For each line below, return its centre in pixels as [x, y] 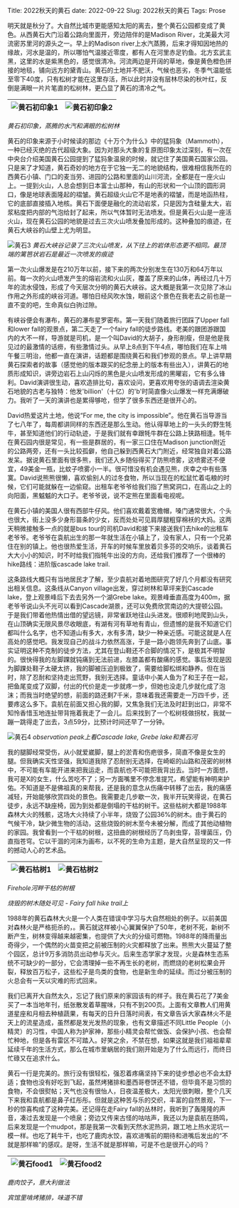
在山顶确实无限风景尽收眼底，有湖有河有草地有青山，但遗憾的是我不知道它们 [119, 624]
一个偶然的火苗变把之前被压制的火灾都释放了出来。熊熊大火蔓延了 [128, 945]
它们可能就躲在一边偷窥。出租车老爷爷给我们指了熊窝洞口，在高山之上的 [126, 486]
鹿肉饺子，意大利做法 [38, 1182]
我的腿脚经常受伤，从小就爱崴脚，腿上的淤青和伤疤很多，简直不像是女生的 [116, 752]
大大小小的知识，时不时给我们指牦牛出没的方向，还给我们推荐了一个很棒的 [116, 555]
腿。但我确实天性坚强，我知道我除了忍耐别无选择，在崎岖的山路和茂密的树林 [119, 761]
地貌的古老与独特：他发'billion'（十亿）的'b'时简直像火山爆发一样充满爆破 [121, 391]
